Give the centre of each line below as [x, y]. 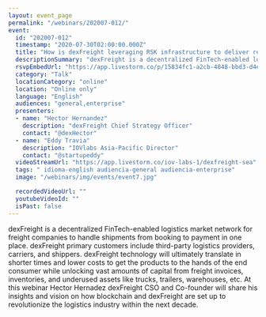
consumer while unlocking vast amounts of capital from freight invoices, [126, 270]
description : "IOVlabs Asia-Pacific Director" [101, 148]
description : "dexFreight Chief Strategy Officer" [108, 126]
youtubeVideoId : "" [47, 198]
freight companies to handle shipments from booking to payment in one [125, 237]
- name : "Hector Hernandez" [62, 119]
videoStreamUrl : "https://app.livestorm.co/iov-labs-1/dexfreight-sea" [136, 163]
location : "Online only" [56, 89]
